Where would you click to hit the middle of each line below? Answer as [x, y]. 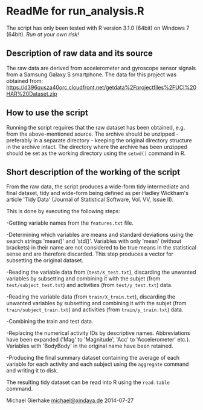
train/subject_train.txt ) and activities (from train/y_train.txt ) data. [95, 309]
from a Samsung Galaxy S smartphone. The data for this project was [92, 74]
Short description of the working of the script [93, 172]
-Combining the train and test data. [50, 322]
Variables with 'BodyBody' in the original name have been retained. [90, 346]
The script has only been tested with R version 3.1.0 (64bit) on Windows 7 [98, 28]
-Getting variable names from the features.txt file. [70, 223]
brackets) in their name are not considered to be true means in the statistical [101, 248]
